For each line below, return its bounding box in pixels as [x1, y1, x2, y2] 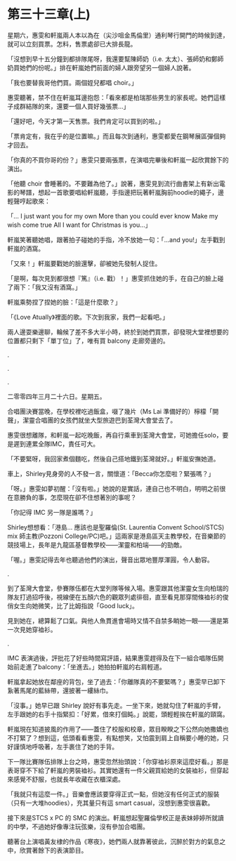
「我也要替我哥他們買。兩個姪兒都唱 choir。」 [7, 78, 138, 86]
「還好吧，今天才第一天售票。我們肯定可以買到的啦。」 [7, 117, 164, 125]
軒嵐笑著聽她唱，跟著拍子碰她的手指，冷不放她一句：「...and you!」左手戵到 [7, 235, 226, 244]
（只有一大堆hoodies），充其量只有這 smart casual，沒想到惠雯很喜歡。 [7, 798, 214, 807]
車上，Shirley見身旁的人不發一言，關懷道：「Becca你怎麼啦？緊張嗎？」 [7, 469, 215, 478]
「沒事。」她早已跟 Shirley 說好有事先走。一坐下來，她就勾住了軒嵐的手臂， [7, 701, 225, 709]
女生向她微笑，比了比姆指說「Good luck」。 [13, 601, 139, 610]
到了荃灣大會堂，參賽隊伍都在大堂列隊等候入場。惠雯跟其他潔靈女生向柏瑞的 [7, 584, 229, 592]
